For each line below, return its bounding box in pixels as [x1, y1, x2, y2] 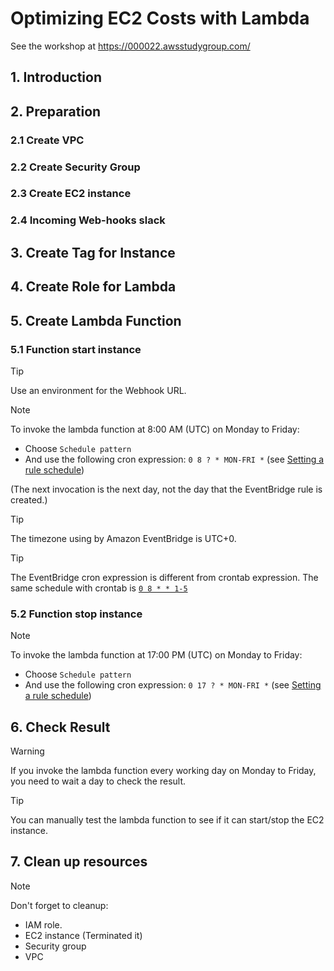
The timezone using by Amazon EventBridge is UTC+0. [10, 532, 237, 544]
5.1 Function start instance [10, 342, 142, 356]
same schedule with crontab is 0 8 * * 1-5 [10, 582, 188, 594]
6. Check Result [10, 718, 111, 736]
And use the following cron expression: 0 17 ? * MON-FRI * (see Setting [24, 679, 322, 691]
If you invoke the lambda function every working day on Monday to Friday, [10, 764, 317, 776]
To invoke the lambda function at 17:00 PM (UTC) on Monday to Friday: [10, 649, 303, 661]
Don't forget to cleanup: [10, 899, 109, 911]
